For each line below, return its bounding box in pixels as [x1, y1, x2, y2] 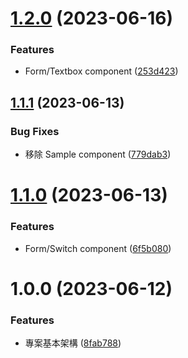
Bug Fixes [10, 124, 60, 138]
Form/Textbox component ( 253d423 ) [24, 65, 179, 77]
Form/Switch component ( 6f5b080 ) [24, 242, 172, 254]
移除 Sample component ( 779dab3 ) [24, 148, 172, 161]
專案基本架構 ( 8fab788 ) [24, 337, 122, 349]
